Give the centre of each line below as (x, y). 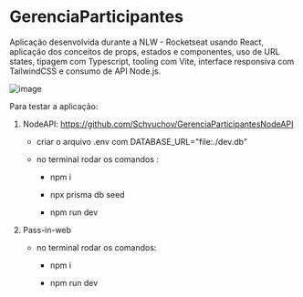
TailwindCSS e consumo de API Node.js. (85, 71)
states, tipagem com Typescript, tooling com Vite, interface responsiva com (152, 61)
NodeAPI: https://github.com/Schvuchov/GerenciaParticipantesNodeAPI (158, 124)
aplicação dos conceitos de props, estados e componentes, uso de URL (145, 51)
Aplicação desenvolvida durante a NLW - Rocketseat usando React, (137, 42)
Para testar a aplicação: (54, 106)
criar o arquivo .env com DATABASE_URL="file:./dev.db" (142, 141)
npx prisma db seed (87, 194)
